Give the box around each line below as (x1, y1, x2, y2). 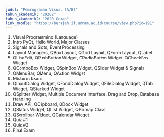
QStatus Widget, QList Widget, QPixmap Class (12, 107, 106, 113)
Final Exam (12, 127, 35, 133)
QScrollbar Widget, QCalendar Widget (12, 112, 89, 117)
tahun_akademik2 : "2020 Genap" (5, 16, 69, 21)
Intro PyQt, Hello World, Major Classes (12, 39, 90, 45)
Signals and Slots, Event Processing (12, 44, 85, 50)
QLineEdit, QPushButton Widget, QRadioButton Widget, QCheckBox (12, 55, 149, 61)
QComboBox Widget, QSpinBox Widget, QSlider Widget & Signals (12, 65, 144, 71)
